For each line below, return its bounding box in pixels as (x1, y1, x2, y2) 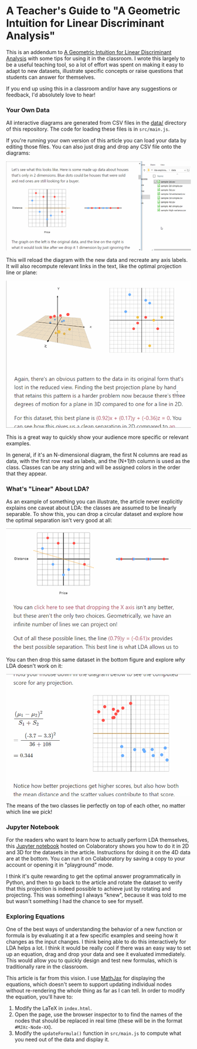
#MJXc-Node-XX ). (14, 1024, 53, 1031)
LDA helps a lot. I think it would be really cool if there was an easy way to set (6, 944, 191, 951)
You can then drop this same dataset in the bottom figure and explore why (6, 656, 185, 663)
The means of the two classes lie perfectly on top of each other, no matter (6, 802, 186, 809)
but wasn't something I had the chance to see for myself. (6, 898, 144, 905)
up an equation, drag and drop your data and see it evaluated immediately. (6, 951, 186, 958)
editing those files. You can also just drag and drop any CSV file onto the (6, 143, 182, 151)
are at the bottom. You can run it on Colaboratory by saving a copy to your (6, 855, 186, 862)
